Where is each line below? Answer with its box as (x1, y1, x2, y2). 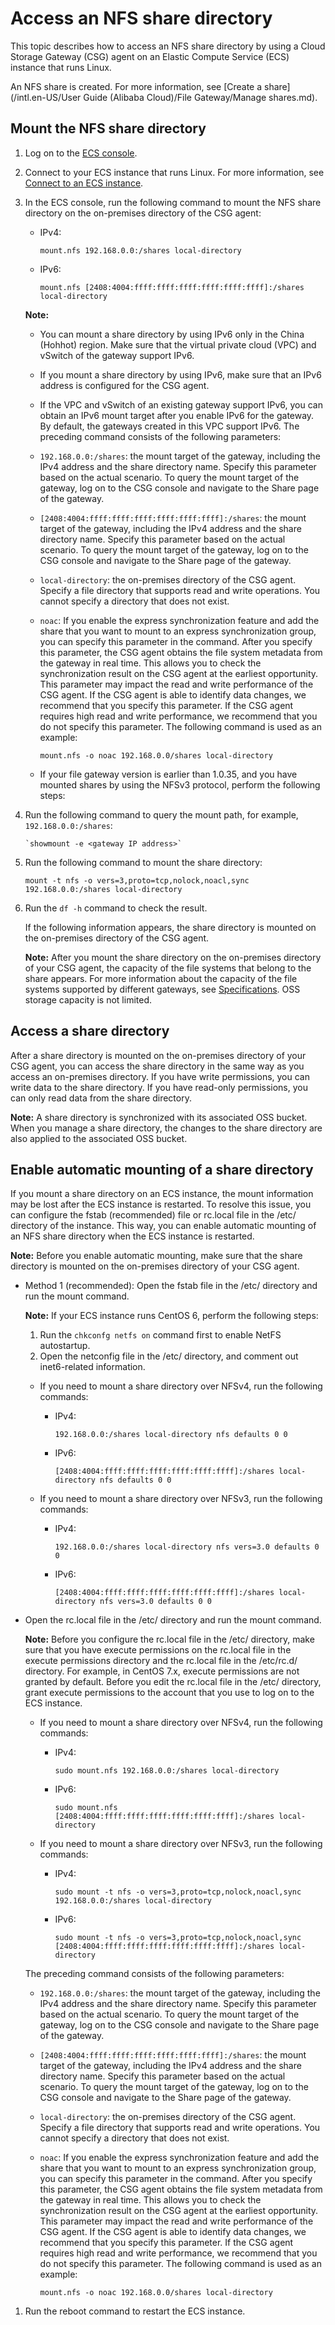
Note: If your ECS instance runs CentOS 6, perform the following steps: (24, 1310, 319, 1322)
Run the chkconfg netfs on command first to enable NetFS (39, 1329, 282, 1341)
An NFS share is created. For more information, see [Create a (10, 80, 263, 92)
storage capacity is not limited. (24, 993, 153, 1006)
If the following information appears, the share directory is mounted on (24, 921, 317, 933)
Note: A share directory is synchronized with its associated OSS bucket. (10, 1111, 308, 1123)
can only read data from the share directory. (10, 1092, 192, 1104)
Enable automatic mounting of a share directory (10, 1161, 314, 1178)
